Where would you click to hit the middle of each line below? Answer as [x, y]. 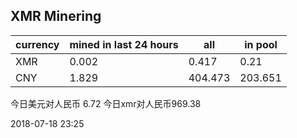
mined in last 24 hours [124, 44]
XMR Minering [56, 16]
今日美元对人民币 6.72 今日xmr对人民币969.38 [106, 103]
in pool [261, 44]
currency [37, 44]
